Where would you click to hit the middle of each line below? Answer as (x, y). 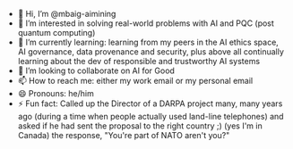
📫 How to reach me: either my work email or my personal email (135, 81)
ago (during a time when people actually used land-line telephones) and (151, 116)
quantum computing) (56, 33)
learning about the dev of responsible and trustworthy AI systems (139, 61)
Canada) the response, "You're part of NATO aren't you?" (124, 135)
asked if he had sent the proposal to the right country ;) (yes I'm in (140, 126)
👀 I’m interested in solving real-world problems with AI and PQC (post (146, 23)
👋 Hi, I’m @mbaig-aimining (67, 14)
